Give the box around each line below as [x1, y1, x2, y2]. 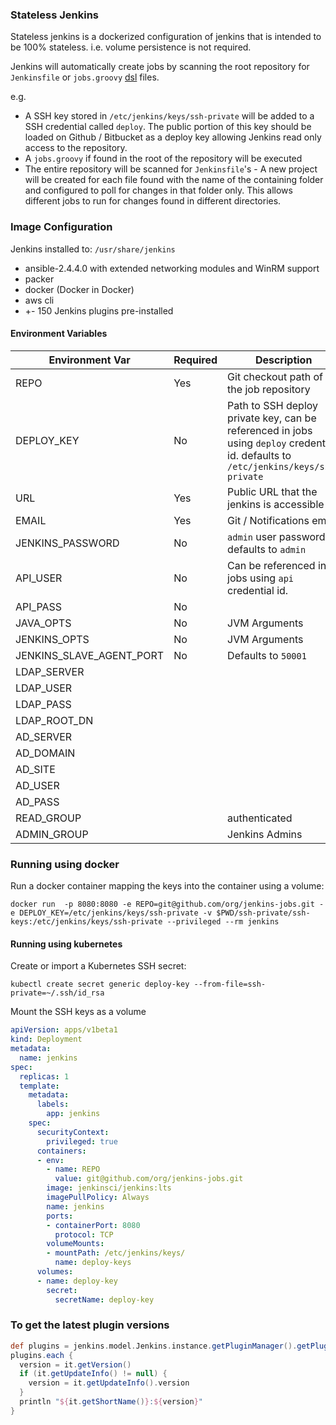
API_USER [15, 571, 63, 585]
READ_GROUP [15, 811, 82, 825]
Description [254, 353, 313, 367]
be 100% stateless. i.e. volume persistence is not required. [10, 41, 252, 53]
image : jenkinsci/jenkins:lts [46, 1183, 172, 1193]
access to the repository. [24, 142, 128, 154]
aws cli [24, 294, 55, 306]
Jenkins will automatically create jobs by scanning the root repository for [10, 61, 310, 73]
